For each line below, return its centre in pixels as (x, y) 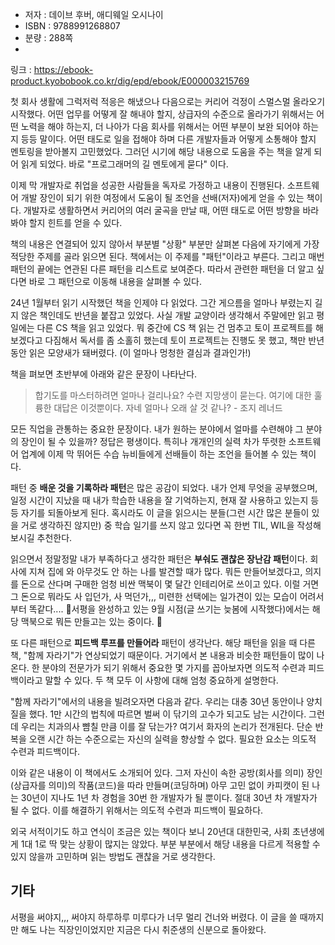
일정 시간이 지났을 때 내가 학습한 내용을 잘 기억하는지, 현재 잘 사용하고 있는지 (159, 500)
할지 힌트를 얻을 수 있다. (75, 222)
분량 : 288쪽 (49, 37)
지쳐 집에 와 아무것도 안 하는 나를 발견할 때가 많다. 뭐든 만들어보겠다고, (165, 571)
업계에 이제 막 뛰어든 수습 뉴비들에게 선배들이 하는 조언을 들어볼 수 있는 (159, 454)
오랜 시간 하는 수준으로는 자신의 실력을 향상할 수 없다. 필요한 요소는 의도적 (172, 739)
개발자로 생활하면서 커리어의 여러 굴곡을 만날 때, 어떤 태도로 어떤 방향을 (162, 210)
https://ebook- (63, 69)
